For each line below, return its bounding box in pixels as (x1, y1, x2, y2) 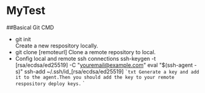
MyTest (6, 4, 46, 18)
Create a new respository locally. (15, 42, 99, 49)
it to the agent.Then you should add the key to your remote (15, 74, 175, 80)
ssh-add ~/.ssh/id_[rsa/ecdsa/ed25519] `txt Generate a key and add (24, 67, 199, 75)
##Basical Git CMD (6, 24, 54, 31)
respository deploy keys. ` (15, 80, 85, 87)
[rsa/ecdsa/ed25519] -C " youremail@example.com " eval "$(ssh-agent (15, 61, 193, 69)
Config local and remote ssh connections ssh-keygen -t (15, 55, 156, 62)
